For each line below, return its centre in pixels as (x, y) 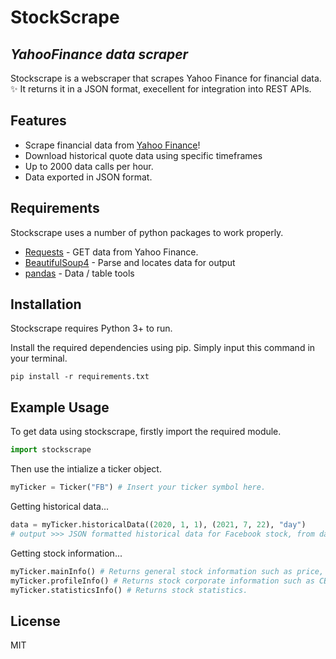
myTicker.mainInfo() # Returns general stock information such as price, (167, 571)
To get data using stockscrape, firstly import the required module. (146, 432)
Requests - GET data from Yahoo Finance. (111, 252)
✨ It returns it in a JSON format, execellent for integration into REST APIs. (161, 89)
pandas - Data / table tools (79, 273)
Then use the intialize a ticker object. (86, 469)
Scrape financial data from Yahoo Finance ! (112, 145)
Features (38, 121)
